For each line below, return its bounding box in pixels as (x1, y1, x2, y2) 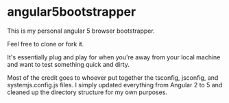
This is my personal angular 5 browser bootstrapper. (7, 27, 156, 35)
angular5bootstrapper (7, 4, 136, 20)
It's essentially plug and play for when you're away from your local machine (7, 53, 221, 61)
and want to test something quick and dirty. (7, 60, 130, 68)
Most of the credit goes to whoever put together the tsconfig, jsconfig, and (7, 73, 219, 82)
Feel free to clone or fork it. (7, 40, 84, 48)
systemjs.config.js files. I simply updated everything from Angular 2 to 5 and (7, 80, 223, 89)
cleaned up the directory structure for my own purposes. (7, 88, 168, 96)
